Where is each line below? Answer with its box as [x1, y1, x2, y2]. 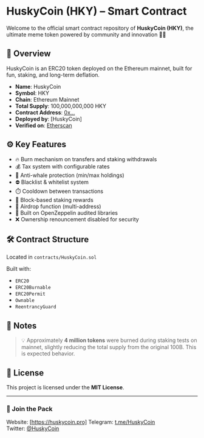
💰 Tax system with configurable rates [15, 162, 110, 170]
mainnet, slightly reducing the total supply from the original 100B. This [21, 344, 197, 351]
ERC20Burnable [15, 285, 51, 291]
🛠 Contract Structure [6, 234, 89, 245]
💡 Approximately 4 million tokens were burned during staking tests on [21, 336, 197, 344]
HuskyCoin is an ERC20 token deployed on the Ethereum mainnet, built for [6, 64, 192, 72]
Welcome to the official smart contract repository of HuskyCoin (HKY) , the [6, 24, 194, 32]
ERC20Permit [15, 291, 46, 297]
